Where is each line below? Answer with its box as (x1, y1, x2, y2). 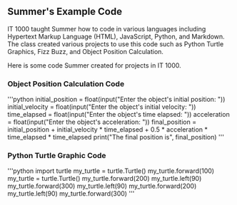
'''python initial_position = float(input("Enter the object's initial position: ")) (7, 95, 226, 104)
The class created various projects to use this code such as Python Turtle (7, 39, 224, 48)
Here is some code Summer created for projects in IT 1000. (7, 61, 182, 70)
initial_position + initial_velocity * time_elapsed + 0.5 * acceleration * (7, 125, 208, 134)
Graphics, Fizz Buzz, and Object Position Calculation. (7, 47, 164, 56)
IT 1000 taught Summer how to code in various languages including (7, 24, 206, 33)
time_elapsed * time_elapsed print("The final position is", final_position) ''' (7, 133, 225, 142)
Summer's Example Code (7, 6, 123, 18)
